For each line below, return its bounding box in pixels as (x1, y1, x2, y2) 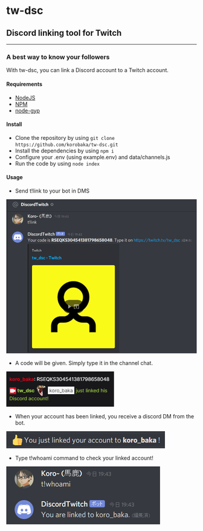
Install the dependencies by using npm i (14, 147, 114, 154)
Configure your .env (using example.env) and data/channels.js (14, 153, 170, 160)
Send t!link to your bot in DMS (14, 187, 90, 194)
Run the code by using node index (14, 160, 100, 167)
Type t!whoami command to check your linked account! (14, 455, 154, 462)
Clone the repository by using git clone (14, 134, 115, 141)
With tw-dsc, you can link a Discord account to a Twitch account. (6, 67, 169, 74)
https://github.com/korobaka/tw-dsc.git (14, 142, 118, 148)
